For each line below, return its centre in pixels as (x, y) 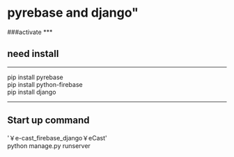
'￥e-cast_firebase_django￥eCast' (57, 138)
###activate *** (30, 32)
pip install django (32, 92)
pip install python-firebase (45, 84)
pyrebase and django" (73, 13)
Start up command (48, 121)
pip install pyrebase (36, 77)
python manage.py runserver (49, 146)
